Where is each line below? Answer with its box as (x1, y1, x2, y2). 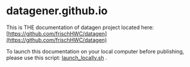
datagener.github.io (6, 4, 108, 18)
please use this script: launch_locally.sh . (6, 54, 107, 61)
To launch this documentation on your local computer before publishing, (6, 47, 185, 55)
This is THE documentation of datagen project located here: (6, 24, 154, 31)
